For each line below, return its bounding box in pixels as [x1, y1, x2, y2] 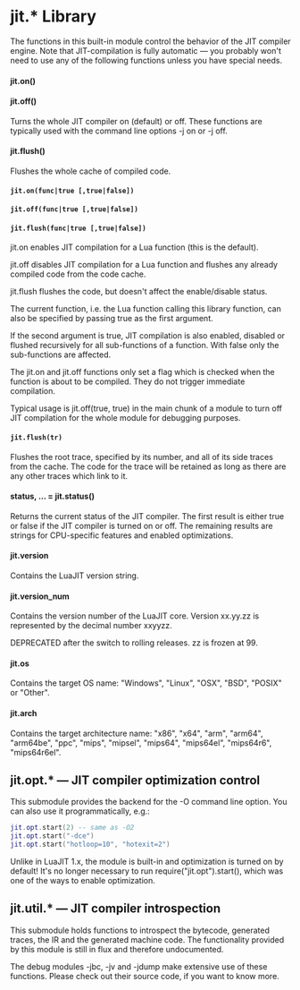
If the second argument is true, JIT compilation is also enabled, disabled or [10, 330, 285, 341]
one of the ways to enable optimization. [10, 875, 155, 885]
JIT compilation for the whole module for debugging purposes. [10, 413, 241, 423]
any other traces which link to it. [10, 470, 129, 481]
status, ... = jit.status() [10, 491, 95, 502]
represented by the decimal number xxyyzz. [10, 620, 172, 631]
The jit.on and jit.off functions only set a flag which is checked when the [10, 367, 275, 378]
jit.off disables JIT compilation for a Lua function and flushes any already [10, 260, 279, 270]
